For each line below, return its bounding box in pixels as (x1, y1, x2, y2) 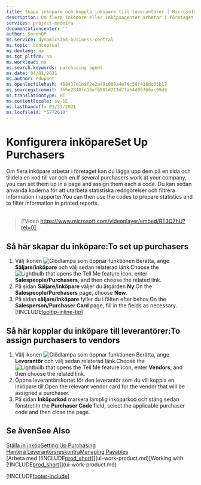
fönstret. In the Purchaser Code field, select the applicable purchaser (14, 402, 185, 409)
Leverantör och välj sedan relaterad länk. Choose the (14, 357, 145, 364)
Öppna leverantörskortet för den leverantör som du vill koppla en (14, 376, 175, 384)
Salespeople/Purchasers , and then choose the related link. (14, 277, 162, 284)
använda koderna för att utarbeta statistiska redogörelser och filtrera (6, 187, 175, 194)
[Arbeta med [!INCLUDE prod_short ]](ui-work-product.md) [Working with (6, 454, 184, 462)
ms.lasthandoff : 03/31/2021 (6, 103, 77, 110)
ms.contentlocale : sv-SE (6, 98, 68, 104)
